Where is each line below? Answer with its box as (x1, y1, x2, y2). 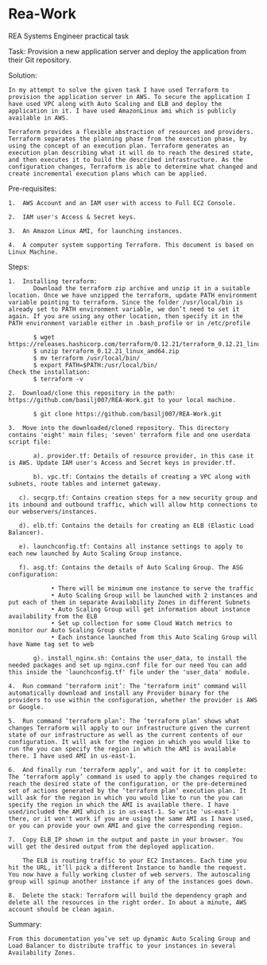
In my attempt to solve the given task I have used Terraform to (8, 85, 229, 94)
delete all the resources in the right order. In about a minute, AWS (8, 898, 247, 906)
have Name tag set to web (8, 640, 94, 648)
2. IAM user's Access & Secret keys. (8, 213, 137, 221)
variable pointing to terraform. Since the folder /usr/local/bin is (8, 298, 244, 306)
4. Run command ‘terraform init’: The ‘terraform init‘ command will (8, 682, 247, 690)
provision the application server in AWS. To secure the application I (8, 93, 250, 100)
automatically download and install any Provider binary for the (8, 689, 229, 697)
